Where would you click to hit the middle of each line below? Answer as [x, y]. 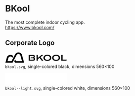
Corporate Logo [30, 43]
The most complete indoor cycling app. [45, 22]
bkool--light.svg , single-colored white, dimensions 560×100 [67, 88]
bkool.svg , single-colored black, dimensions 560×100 [60, 66]
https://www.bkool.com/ [30, 27]
